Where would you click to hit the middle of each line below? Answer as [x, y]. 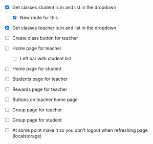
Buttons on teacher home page [45, 100]
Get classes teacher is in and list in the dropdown [64, 28]
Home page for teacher [37, 49]
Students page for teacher [40, 79]
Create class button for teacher [45, 38]
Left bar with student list [45, 59]
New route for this [39, 18]
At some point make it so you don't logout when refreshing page [80, 130]
